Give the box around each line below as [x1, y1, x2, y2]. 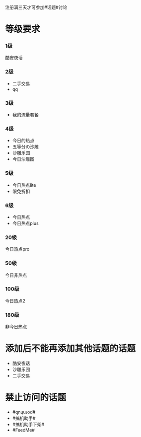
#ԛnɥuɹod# [12, 409, 36, 415]
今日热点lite [12, 182, 36, 188]
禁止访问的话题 [5, 392, 67, 403]
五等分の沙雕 [12, 144, 39, 150]
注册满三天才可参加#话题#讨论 [5, 4, 68, 10]
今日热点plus [12, 220, 39, 226]
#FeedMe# [12, 427, 35, 433]
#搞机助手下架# [12, 422, 45, 428]
